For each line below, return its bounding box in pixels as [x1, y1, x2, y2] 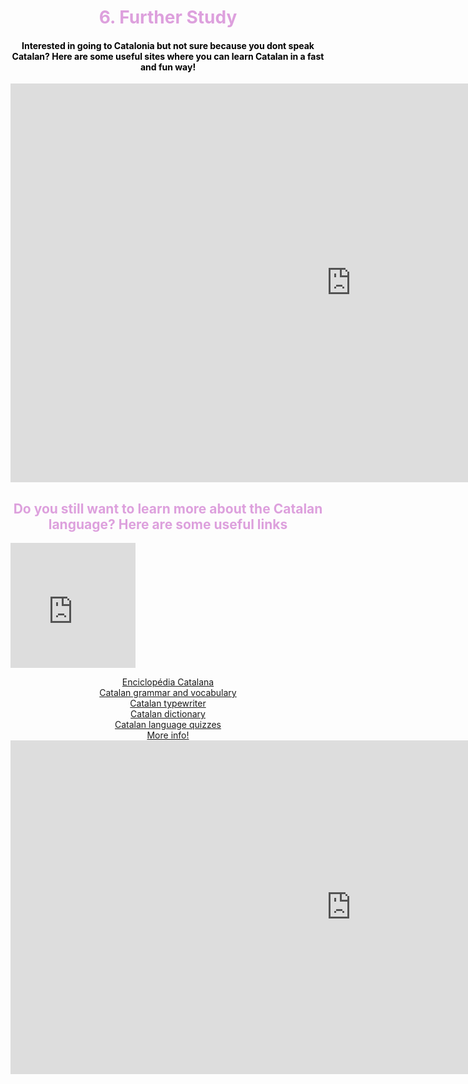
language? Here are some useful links [48, 516, 288, 533]
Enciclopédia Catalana [121, 676, 215, 688]
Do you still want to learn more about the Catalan [13, 500, 323, 517]
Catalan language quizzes [114, 719, 222, 731]
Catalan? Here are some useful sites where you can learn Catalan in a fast [11, 50, 325, 62]
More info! [146, 729, 190, 741]
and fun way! [139, 61, 197, 73]
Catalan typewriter [129, 697, 207, 710]
